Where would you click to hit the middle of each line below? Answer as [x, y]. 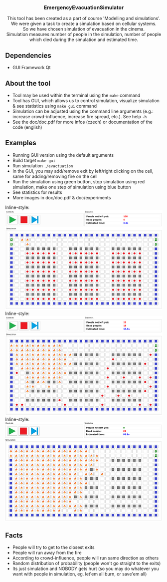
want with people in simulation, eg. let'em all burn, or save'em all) [80, 574]
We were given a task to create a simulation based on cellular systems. [84, 24]
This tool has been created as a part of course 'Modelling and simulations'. [84, 19]
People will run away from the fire [47, 552]
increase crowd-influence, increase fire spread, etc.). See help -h [80, 116]
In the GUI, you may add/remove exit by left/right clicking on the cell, [83, 171]
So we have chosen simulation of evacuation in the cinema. [84, 29]
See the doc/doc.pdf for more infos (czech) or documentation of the [83, 122]
